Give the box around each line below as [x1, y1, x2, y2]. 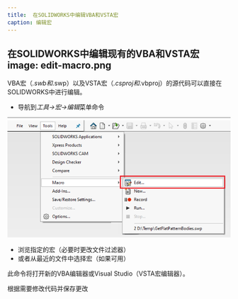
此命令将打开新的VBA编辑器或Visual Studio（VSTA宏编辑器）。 [7, 269, 189, 278]
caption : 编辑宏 [7, 18, 52, 26]
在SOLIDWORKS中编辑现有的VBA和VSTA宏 [7, 47, 200, 60]
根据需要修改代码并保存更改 [7, 284, 89, 293]
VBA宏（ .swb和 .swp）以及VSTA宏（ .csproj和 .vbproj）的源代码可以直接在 [7, 79, 222, 88]
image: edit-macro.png [7, 59, 112, 71]
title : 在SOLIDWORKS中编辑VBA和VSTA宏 [7, 11, 119, 18]
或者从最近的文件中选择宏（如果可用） [17, 254, 130, 263]
